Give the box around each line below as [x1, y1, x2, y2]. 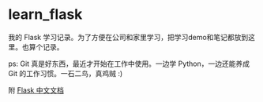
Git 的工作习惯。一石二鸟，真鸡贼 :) [8, 68, 123, 78]
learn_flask [8, 5, 83, 24]
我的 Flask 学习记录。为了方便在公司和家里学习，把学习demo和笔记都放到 [8, 32, 249, 42]
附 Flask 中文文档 [8, 85, 65, 95]
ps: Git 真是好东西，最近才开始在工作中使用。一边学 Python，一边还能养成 [8, 59, 250, 68]
